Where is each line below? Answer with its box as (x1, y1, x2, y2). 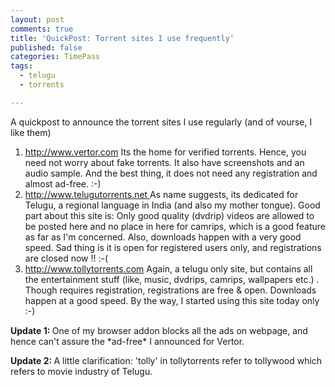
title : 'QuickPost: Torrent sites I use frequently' (10, 33, 235, 43)
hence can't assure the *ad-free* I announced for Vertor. (10, 335, 245, 347)
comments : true (10, 24, 74, 34)
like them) (10, 126, 52, 138)
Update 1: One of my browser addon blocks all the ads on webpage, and (10, 324, 308, 336)
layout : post (10, 14, 65, 25)
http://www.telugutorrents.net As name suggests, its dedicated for (24, 188, 299, 200)
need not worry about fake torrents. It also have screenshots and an (24, 156, 305, 168)
